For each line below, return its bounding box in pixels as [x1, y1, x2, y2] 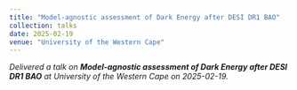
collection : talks [9, 21, 77, 30]
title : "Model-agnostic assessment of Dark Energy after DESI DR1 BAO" [9, 12, 280, 22]
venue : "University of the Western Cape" [9, 37, 165, 47]
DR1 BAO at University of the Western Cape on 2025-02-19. [9, 71, 229, 82]
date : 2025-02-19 [9, 29, 74, 38]
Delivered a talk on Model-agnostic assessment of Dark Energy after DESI [9, 62, 287, 72]
